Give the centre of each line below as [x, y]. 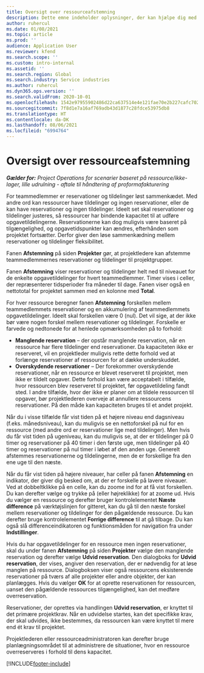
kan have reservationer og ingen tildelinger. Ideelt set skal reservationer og [100, 209]
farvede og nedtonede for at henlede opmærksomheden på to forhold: [94, 328]
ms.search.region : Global [39, 74]
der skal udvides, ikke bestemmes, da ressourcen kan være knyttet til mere [100, 620]
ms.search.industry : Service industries [58, 80]
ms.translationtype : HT [36, 114]
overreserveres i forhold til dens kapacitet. [59, 652]
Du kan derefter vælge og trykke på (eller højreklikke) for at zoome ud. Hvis [101, 493]
